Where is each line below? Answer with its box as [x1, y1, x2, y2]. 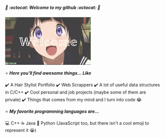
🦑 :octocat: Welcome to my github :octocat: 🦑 [5, 4, 100, 10]
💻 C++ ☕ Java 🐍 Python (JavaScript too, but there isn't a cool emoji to [5, 120, 149, 126]
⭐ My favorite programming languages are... [5, 108, 100, 114]
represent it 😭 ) [5, 127, 37, 134]
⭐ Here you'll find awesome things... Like [5, 70, 91, 76]
